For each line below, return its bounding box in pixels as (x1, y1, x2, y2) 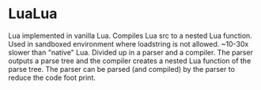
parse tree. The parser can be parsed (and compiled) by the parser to (8, 64, 236, 73)
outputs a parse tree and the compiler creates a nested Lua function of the (8, 56, 252, 66)
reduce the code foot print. (8, 73, 96, 82)
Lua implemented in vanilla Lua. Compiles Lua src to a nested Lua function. (8, 31, 253, 40)
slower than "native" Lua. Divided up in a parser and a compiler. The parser (8, 47, 253, 57)
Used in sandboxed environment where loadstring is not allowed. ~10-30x (8, 39, 249, 48)
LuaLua (8, 5, 58, 23)
